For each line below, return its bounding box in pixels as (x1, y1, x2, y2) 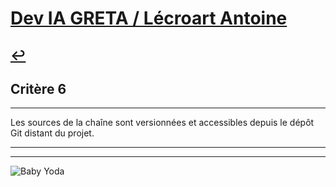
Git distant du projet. (10, 127, 95, 139)
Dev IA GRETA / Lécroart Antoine (10, 7, 288, 30)
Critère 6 (10, 80, 67, 97)
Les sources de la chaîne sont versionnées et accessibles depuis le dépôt (10, 117, 315, 129)
